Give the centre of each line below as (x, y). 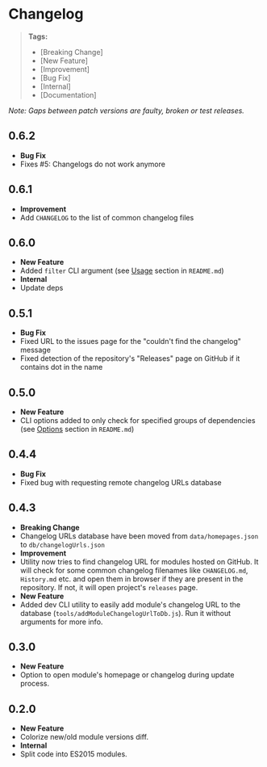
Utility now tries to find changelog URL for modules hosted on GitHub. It (139, 561)
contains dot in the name (61, 367)
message (35, 350)
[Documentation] (68, 94)
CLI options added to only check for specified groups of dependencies (138, 420)
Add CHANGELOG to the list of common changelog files (107, 217)
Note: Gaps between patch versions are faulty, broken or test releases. (126, 111)
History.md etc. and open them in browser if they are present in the (131, 579)
